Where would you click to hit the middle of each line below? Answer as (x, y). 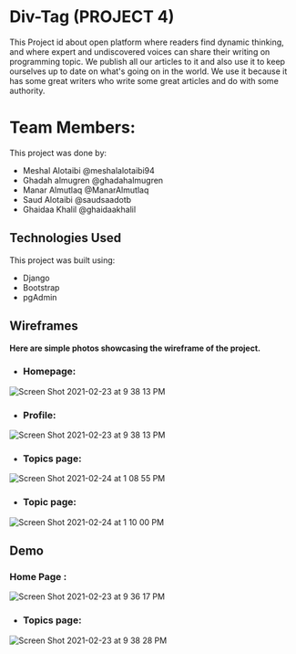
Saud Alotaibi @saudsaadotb (77, 199)
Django (36, 278)
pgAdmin (40, 297)
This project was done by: (58, 153)
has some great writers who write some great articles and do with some (144, 80)
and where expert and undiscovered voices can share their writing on (140, 51)
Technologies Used (65, 238)
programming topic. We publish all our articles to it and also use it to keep (147, 61)
